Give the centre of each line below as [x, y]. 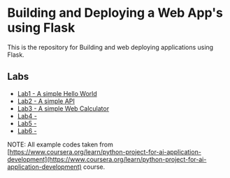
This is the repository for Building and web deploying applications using [110, 47]
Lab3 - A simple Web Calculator [63, 108]
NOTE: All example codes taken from [60, 144]
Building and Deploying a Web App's [115, 13]
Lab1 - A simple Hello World [57, 93]
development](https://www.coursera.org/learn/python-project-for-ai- [107, 159]
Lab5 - [27, 123]
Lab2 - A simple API [46, 101]
